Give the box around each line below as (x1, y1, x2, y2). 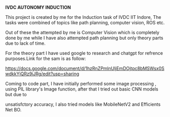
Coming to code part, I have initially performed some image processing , (5, 81, 156, 86)
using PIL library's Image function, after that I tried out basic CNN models (5, 86, 158, 92)
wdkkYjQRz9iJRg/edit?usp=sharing (5, 71, 80, 77)
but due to (5, 92, 27, 97)
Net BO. (5, 107, 22, 112)
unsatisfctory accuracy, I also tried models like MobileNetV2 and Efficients (5, 101, 161, 107)
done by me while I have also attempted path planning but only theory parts (5, 35, 163, 41)
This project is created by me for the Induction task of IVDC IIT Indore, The (5, 14, 161, 20)
